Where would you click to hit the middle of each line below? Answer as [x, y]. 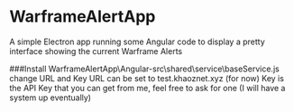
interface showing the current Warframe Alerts [96, 51]
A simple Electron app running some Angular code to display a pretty [138, 42]
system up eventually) [51, 98]
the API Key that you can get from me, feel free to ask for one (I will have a [147, 88]
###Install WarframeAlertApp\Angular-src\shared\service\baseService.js [144, 69]
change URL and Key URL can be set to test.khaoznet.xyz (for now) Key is [147, 78]
